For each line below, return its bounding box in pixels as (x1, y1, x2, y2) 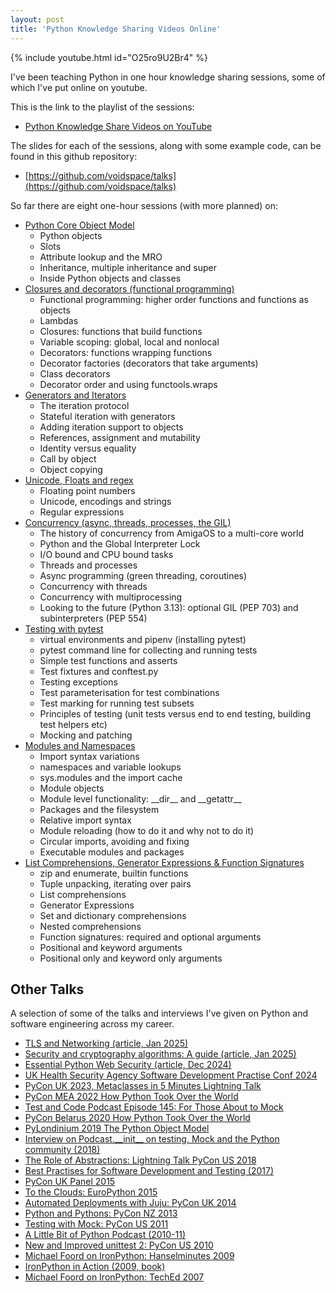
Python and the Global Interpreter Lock (39, 537, 201, 550)
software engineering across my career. (10, 1018, 175, 1030)
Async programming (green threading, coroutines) (39, 569, 248, 581)
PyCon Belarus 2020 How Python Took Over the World (24, 1112, 251, 1124)
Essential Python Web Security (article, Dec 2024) (24, 1059, 232, 1071)
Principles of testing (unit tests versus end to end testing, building (39, 707, 311, 720)
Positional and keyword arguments (39, 941, 183, 953)
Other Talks (10, 981, 85, 998)
